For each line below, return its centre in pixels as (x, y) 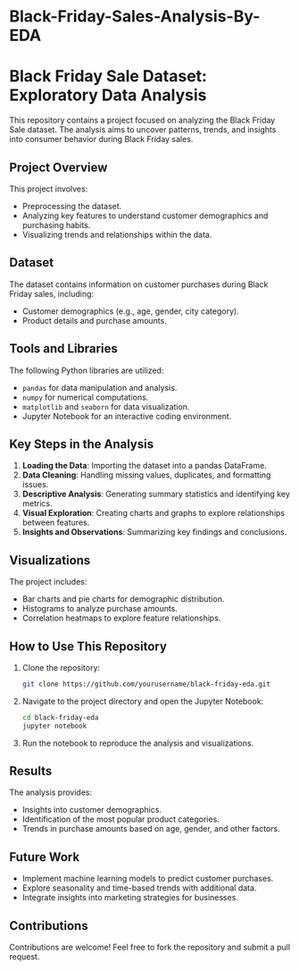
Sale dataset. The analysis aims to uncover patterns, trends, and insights (143, 130)
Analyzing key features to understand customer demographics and (145, 215)
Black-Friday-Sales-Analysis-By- (135, 17)
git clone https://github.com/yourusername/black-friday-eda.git (146, 684)
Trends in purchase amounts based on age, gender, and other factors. (151, 829)
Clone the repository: (61, 667)
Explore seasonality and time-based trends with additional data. (139, 888)
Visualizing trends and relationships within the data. (117, 234)
